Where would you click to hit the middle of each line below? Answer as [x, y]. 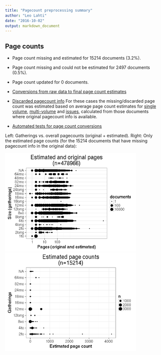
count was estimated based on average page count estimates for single [84, 106]
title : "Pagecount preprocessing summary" [49, 10]
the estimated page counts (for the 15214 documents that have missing [76, 141]
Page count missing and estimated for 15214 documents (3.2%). [76, 58]
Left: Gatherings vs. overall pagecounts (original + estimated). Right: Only [79, 136]
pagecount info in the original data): [41, 146]
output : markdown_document [32, 26]
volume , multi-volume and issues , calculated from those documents [80, 111]
